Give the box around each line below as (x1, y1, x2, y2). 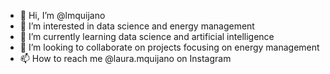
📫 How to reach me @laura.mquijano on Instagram (19, 53, 232, 64)
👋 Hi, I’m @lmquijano (19, 10, 106, 21)
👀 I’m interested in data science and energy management (19, 20, 255, 32)
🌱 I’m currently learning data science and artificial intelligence (19, 31, 275, 42)
